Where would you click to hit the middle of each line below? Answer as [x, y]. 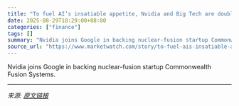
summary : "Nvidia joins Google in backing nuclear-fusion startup [108, 40]
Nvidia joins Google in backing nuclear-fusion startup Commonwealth [110, 67]
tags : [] [20, 34]
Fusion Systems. [31, 74]
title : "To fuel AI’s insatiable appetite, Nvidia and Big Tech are [111, 14]
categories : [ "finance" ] [44, 27]
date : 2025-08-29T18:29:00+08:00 [57, 20]
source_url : [25, 47]
